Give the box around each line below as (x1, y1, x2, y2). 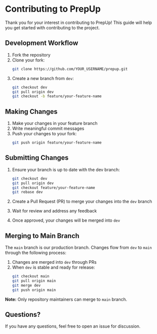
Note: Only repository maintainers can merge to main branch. (5, 296, 127, 302)
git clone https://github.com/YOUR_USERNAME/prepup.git (12, 66, 128, 71)
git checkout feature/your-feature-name (12, 185, 95, 190)
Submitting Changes (5, 154, 69, 162)
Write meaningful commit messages (12, 125, 85, 131)
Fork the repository (12, 52, 51, 58)
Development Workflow (5, 39, 79, 47)
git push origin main (12, 287, 56, 292)
